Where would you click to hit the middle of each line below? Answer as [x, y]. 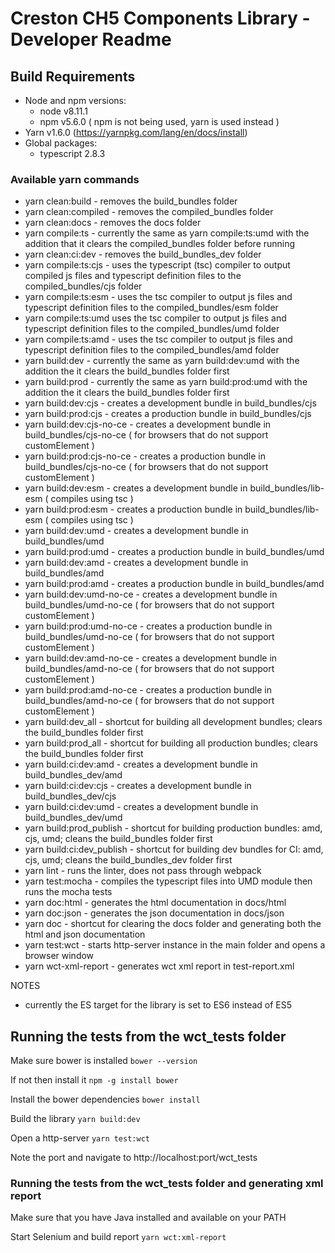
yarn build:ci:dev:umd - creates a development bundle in [141, 807]
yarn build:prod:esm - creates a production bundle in [133, 509]
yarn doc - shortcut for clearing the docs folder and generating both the [173, 924]
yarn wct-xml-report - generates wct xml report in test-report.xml [159, 966]
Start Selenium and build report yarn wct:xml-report [118, 1237]
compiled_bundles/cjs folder [83, 286]
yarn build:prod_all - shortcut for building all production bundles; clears [171, 743]
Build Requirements [73, 76]
